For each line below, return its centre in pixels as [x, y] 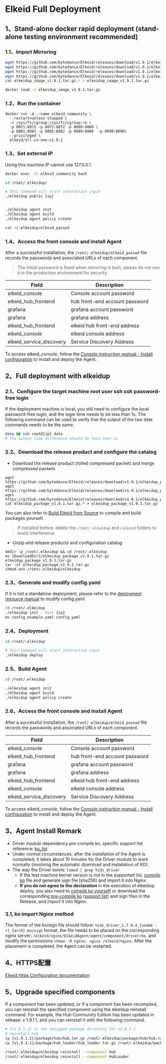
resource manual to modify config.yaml [45, 599]
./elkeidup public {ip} [30, 196]
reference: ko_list [30, 849]
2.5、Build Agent [26, 669]
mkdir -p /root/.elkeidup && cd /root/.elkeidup [56, 552]
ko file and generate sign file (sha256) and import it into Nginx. [83, 880]
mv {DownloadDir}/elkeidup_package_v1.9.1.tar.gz [57, 556]
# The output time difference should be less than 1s [62, 438]
